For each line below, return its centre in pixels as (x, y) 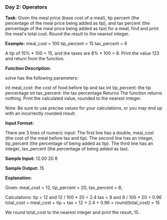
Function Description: (28, 68)
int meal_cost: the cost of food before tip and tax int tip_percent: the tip (78, 88)
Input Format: (19, 123)
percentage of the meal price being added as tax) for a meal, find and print (82, 29)
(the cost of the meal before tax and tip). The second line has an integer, (80, 138)
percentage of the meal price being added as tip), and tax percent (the (78, 23)
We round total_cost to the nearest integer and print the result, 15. (73, 212)
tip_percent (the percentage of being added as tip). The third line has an (79, 143)
